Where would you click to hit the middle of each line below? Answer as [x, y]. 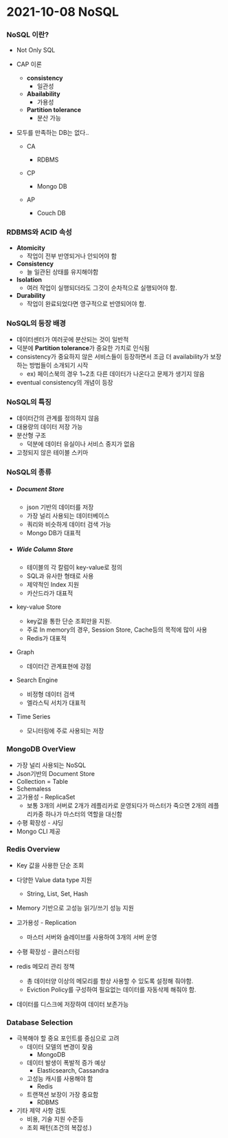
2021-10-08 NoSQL [63, 12]
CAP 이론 [29, 64]
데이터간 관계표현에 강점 [59, 666]
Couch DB [51, 213]
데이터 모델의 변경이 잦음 [60, 1047]
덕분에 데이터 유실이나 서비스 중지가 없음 [81, 444]
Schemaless [34, 788]
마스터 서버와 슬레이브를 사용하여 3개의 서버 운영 [92, 937]
